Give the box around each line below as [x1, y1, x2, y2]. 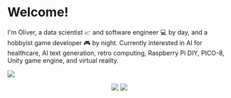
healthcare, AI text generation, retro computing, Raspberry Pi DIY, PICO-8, [7, 49, 225, 57]
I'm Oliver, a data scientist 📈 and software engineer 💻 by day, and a [7, 27, 208, 36]
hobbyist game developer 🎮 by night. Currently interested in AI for [7, 38, 203, 47]
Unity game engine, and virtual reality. [7, 56, 119, 64]
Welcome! [7, 4, 69, 20]
